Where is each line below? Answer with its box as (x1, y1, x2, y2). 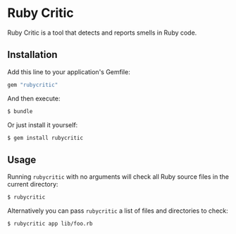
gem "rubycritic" (7, 81, 58, 88)
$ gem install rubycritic (7, 134, 83, 141)
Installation (7, 49, 58, 61)
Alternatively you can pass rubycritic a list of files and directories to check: (7, 206, 229, 215)
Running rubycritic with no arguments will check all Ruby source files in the (7, 172, 229, 181)
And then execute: (7, 94, 61, 103)
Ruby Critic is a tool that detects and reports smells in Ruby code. (7, 28, 197, 37)
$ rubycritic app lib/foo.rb (7, 221, 93, 228)
